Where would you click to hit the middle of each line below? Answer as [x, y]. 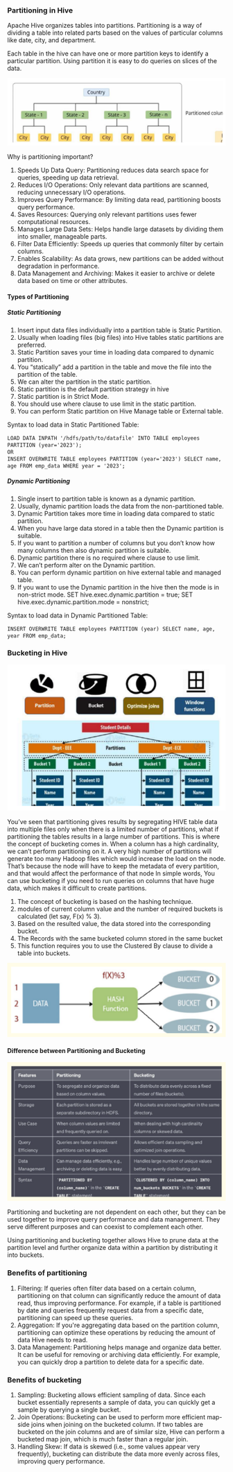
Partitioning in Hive [40, 10]
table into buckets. [44, 953]
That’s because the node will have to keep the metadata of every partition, [113, 866]
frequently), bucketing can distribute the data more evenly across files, [119, 1454]
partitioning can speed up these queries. [75, 1317]
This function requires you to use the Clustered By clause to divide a [115, 945]
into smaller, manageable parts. [62, 236]
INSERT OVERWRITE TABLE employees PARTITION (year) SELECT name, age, [111, 629]
